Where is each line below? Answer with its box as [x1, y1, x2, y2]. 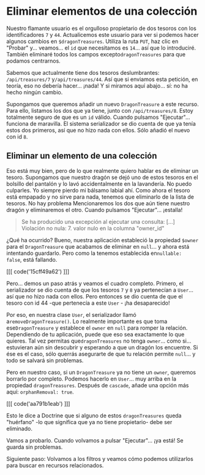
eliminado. [6, 425, 32, 432]
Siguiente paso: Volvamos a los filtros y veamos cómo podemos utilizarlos [6, 455, 194, 462]
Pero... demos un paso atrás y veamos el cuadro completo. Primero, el [6, 279, 184, 287]
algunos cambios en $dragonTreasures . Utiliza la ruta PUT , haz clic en [6, 37, 179, 45]
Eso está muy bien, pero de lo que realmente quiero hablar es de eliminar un [6, 167, 199, 174]
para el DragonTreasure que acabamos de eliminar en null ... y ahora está [6, 243, 190, 250]
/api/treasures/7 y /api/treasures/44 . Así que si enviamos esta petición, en [6, 75, 198, 83]
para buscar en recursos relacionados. [6, 462, 104, 469]
